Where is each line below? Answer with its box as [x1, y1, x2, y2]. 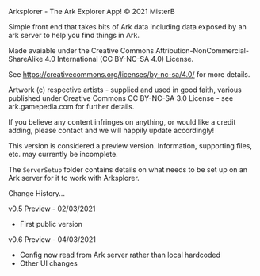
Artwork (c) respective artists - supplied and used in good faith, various [8, 85, 242, 94]
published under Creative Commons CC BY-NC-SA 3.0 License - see [8, 94, 234, 102]
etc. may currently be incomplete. [8, 150, 119, 159]
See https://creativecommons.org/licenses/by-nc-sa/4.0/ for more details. [8, 70, 250, 79]
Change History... [8, 189, 66, 197]
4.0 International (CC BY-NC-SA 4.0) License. [44, 55, 194, 63]
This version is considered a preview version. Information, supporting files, [8, 141, 252, 150]
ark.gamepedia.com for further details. [8, 102, 135, 111]
